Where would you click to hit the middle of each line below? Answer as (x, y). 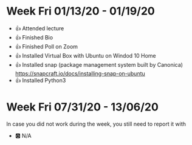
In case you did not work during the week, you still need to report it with (96, 124)
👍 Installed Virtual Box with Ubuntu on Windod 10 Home (85, 55)
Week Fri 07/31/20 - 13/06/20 (83, 107)
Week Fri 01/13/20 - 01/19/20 (81, 11)
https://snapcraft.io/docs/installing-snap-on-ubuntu (80, 73)
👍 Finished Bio (34, 37)
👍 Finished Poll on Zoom (46, 46)
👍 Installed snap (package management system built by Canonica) (99, 64)
